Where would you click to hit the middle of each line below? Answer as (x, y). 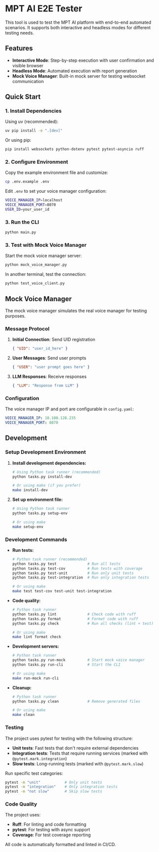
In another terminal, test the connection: (46, 274)
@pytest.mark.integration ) (40, 758)
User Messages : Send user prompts (49, 358)
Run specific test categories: (34, 773)
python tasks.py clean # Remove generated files (76, 701)
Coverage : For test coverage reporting (51, 835)
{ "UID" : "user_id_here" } (40, 349)
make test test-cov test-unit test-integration (62, 591)
